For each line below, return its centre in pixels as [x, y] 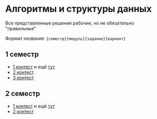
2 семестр [23, 94]
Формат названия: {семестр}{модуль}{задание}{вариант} [66, 38]
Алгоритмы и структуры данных [78, 9]
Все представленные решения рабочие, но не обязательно [70, 23]
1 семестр [22, 54]
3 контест [23, 78]
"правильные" [21, 28]
